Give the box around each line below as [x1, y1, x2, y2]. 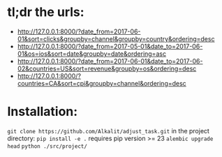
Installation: [7, 104, 78, 119]
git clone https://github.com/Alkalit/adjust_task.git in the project [7, 126, 209, 135]
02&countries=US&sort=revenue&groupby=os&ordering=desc [17, 64, 197, 73]
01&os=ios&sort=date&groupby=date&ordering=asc [17, 50, 166, 58]
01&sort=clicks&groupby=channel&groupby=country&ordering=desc [17, 34, 215, 43]
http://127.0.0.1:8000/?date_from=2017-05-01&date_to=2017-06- [17, 42, 203, 50]
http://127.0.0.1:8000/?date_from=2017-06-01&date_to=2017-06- [17, 57, 203, 65]
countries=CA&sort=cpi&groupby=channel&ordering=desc [17, 79, 186, 87]
